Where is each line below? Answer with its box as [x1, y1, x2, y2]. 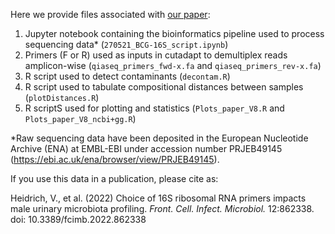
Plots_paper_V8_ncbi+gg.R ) [24, 113, 137, 124]
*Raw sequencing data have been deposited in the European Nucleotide [10, 132, 309, 144]
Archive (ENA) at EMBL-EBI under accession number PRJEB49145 [10, 143, 283, 154]
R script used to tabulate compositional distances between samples [24, 81, 304, 93]
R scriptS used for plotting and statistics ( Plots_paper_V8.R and [24, 102, 285, 114]
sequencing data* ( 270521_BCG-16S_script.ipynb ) [24, 39, 229, 50]
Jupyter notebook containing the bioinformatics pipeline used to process [24, 28, 325, 39]
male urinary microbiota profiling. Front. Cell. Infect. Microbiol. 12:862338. [10, 203, 315, 214]
